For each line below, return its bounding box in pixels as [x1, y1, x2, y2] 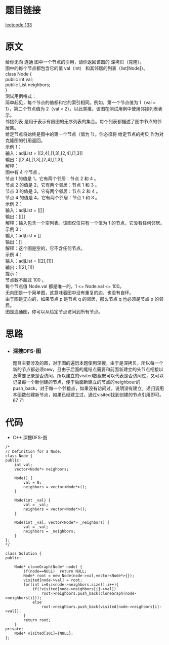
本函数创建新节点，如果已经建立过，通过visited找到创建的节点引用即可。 [12, 391, 164, 398]
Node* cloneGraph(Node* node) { [14, 564, 82, 569]
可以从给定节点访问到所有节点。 [36, 308, 103, 314]
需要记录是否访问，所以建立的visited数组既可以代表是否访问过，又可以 [17, 373, 164, 379]
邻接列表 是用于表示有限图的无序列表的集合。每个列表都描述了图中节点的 [5, 118, 157, 124]
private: [5, 627, 24, 632]
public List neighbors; [5, 82, 51, 88]
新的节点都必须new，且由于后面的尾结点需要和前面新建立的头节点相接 [12, 366, 159, 373]
